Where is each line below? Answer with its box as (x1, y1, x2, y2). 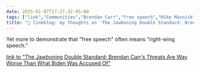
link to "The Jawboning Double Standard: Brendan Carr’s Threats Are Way (6, 54, 187, 61)
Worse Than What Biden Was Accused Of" (6, 60, 111, 67)
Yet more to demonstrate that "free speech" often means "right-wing (6, 36, 175, 43)
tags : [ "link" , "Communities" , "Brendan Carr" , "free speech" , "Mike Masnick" (6, 14, 196, 20)
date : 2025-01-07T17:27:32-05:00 (6, 8, 89, 15)
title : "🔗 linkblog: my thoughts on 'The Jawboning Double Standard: (6, 19, 183, 25)
